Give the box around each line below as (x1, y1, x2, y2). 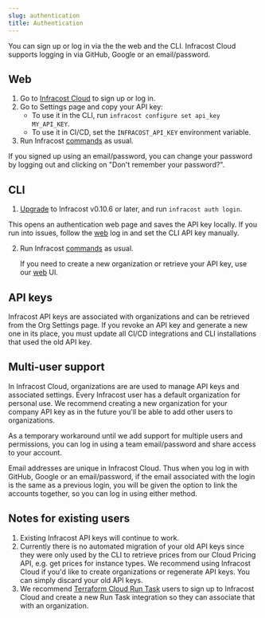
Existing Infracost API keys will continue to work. (19, 533, 180, 542)
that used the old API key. (8, 337, 92, 347)
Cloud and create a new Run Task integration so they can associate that (19, 592, 255, 602)
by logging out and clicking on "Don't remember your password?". (8, 160, 225, 170)
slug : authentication (8, 11, 80, 20)
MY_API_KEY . (31, 119, 70, 128)
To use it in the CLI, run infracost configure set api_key (31, 111, 220, 120)
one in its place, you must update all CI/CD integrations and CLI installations (8, 329, 257, 338)
